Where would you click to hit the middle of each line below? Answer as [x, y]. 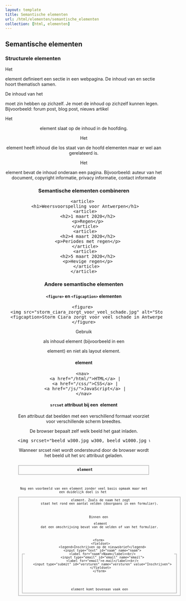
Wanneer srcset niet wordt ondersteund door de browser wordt [84, 450]
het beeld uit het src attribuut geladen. [84, 455]
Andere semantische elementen [84, 284]
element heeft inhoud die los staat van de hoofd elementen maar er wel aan [84, 148]
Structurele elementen [33, 58]
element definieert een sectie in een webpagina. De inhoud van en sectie [80, 79]
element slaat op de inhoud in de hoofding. [84, 128]
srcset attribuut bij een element [84, 405]
